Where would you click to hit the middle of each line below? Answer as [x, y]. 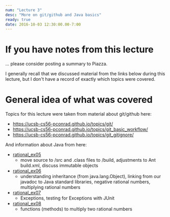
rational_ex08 [27, 204]
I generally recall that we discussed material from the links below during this [85, 74]
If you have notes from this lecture [80, 50]
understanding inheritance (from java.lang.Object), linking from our [91, 177]
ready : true [18, 19]
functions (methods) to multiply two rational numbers [76, 209]
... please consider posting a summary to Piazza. [56, 64]
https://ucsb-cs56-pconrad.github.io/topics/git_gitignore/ [73, 135]
